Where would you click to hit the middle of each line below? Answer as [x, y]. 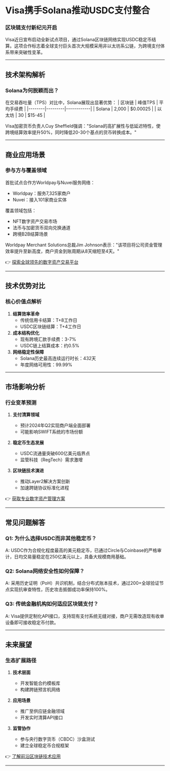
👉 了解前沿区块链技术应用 [33, 756]
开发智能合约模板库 [40, 683]
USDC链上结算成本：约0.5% [50, 345]
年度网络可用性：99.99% [46, 365]
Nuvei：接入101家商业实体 [39, 199]
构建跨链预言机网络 [40, 690]
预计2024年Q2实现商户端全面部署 [55, 426]
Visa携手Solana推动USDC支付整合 [78, 10]
